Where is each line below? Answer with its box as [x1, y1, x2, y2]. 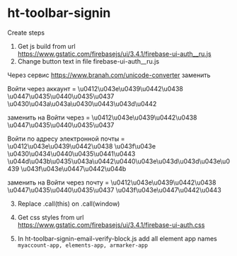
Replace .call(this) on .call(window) [17, 199, 120, 208]
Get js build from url [17, 42, 76, 50]
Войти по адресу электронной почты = [7, 134, 125, 143]
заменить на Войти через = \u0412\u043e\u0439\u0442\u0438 [7, 113, 197, 122]
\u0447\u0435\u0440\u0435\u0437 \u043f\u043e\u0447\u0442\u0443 [7, 185, 221, 194]
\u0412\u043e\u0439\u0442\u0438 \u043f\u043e [7, 141, 156, 150]
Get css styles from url [17, 213, 84, 221]
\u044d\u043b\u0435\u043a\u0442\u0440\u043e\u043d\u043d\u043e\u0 [7, 157, 230, 165]
